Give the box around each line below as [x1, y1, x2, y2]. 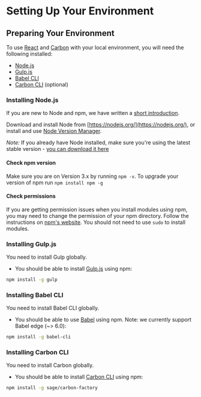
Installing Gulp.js [6, 240, 57, 248]
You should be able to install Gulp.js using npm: [14, 265, 133, 272]
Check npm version [6, 159, 56, 166]
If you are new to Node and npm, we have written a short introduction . [6, 110, 180, 117]
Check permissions [6, 193, 56, 200]
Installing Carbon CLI [6, 348, 69, 356]
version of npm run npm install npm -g [6, 178, 103, 186]
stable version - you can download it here [6, 146, 109, 153]
